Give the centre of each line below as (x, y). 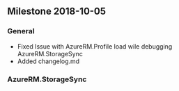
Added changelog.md (48, 61)
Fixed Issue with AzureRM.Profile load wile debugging (95, 46)
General (21, 31)
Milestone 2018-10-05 (57, 11)
